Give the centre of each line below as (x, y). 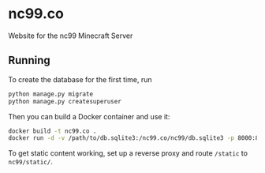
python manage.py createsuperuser (65, 101)
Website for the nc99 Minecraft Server (71, 36)
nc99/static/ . (30, 162)
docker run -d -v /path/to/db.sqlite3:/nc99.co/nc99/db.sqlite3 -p (121, 138)
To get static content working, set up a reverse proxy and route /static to (128, 153)
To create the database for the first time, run (80, 79)
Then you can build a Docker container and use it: (89, 116)
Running (30, 60)
